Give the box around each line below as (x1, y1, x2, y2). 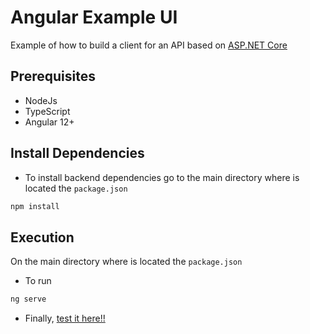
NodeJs (24, 94, 58, 106)
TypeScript (24, 105, 71, 117)
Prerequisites (10, 68, 96, 85)
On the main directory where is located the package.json (10, 256, 243, 268)
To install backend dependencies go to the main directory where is (24, 171, 300, 183)
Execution (10, 229, 75, 246)
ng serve (10, 294, 47, 305)
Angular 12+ (24, 116, 75, 128)
